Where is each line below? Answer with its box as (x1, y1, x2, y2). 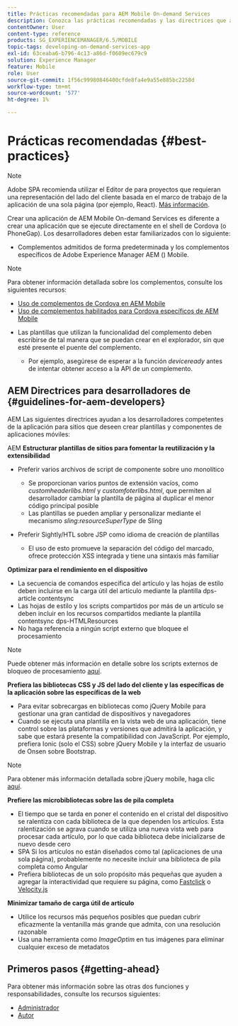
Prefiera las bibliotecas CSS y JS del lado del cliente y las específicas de (7, 680, 225, 689)
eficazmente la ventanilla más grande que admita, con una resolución (17, 920, 221, 928)
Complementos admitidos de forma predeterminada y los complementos (17, 243, 229, 251)
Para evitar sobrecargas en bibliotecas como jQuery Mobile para (17, 702, 206, 710)
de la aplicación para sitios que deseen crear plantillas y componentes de (7, 422, 222, 431)
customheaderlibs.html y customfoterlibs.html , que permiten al (28, 486, 212, 495)
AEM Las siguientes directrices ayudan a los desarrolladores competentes (7, 414, 224, 423)
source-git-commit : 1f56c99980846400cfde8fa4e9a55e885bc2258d (7, 76, 195, 84)
